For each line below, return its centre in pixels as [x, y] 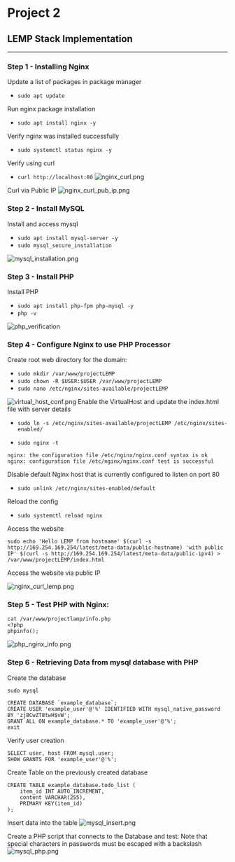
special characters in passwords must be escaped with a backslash [105, 843]
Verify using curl [31, 163]
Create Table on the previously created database [78, 772]
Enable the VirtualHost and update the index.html [148, 402]
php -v [27, 313]
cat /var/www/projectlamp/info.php [59, 619]
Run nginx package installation [51, 109]
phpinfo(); [23, 632]
